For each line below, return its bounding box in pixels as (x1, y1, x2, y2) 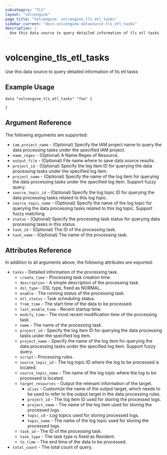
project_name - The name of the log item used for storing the (27, 402, 152, 408)
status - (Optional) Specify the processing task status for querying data (12, 216, 161, 222)
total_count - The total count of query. (12, 444, 93, 450)
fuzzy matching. (12, 210, 46, 216)
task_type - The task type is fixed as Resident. (19, 434, 116, 440)
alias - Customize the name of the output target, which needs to (27, 386, 161, 392)
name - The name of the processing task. (19, 322, 103, 328)
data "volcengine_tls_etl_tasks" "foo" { (5, 96, 93, 101)
